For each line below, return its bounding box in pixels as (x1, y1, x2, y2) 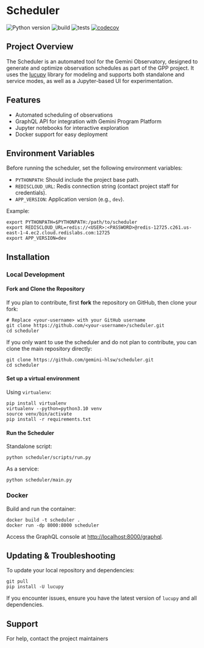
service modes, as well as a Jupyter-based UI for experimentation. (6, 77, 174, 84)
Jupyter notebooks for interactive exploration (15, 124, 129, 131)
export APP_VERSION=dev (6, 236, 67, 242)
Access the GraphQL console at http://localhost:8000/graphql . (6, 533, 163, 540)
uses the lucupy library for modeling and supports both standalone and (6, 71, 185, 78)
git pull (6, 578, 29, 585)
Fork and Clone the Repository (6, 285, 85, 293)
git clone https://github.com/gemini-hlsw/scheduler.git (6, 356, 154, 363)
